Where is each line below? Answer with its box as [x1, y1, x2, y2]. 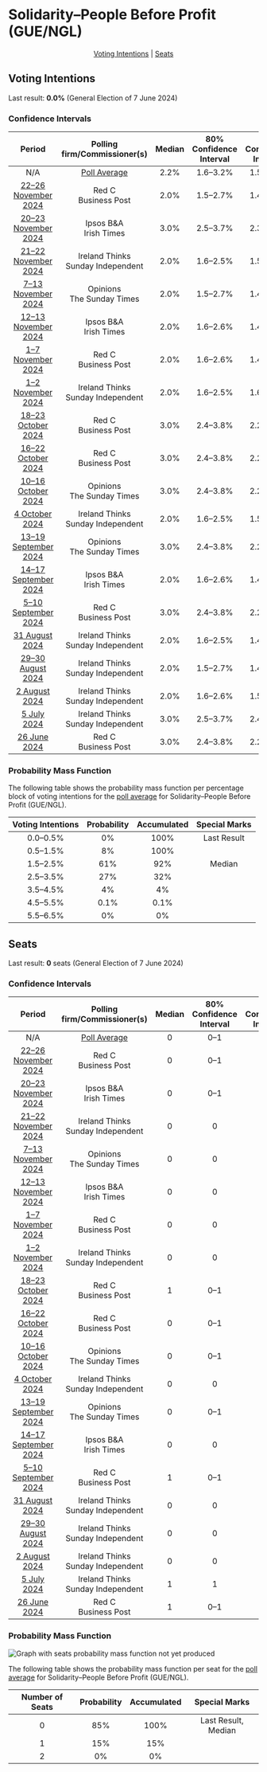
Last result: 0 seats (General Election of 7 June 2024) [8, 958, 184, 968]
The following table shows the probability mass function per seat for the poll [8, 1664, 258, 1673]
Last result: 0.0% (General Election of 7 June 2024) [8, 93, 178, 103]
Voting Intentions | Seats [93, 49, 174, 58]
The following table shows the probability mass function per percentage [8, 783, 244, 793]
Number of [21, 1691, 64, 1702]
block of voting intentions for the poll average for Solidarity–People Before [8, 792, 251, 801]
